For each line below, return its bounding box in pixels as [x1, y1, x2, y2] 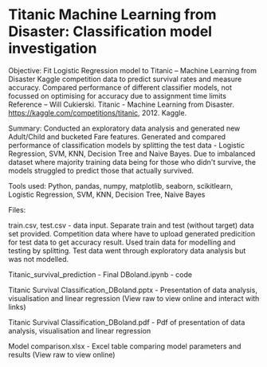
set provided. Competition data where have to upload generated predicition [8, 228, 256, 238]
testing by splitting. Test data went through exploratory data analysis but [8, 245, 246, 256]
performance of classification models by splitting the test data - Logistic [8, 140, 245, 150]
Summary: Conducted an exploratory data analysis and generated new [8, 123, 241, 133]
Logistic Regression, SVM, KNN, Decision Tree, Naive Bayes [8, 189, 206, 199]
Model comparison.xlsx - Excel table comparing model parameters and [8, 341, 241, 351]
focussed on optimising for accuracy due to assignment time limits [8, 91, 227, 100]
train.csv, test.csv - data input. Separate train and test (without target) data [8, 221, 254, 230]
